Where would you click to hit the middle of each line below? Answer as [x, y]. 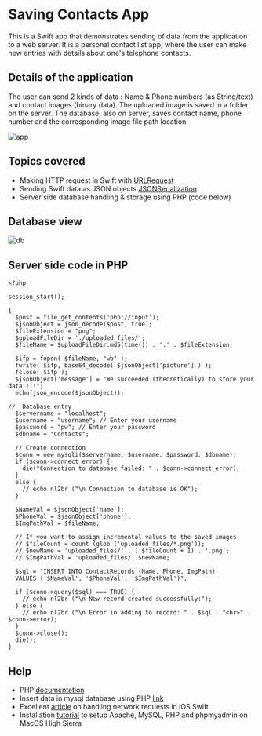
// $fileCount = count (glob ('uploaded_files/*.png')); [110, 544]
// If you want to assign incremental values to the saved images [126, 537]
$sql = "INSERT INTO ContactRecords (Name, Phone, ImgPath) [115, 572]
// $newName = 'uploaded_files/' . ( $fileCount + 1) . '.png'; [122, 551]
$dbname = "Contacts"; [52, 434]
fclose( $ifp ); [42, 373]
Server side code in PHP [68, 265]
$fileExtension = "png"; [56, 331]
